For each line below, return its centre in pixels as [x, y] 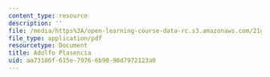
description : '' [35, 23]
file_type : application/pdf [55, 38]
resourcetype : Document [48, 46]
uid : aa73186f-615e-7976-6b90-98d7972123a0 [82, 61]
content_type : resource [48, 16]
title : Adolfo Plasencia [50, 53]
